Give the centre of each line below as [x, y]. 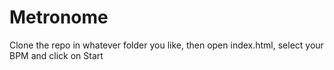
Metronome [59, 17]
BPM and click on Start [56, 55]
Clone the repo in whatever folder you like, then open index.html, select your [166, 45]
